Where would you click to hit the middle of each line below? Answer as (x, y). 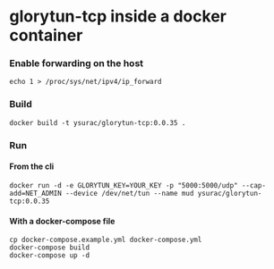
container (46, 35)
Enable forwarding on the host (77, 63)
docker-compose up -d (50, 256)
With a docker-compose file (62, 221)
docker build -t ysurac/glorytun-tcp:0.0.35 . (98, 122)
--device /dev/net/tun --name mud (130, 193)
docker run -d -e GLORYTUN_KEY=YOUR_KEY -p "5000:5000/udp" (124, 185)
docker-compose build (50, 248)
